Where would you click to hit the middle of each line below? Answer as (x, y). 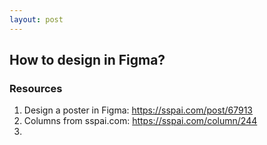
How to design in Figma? (87, 60)
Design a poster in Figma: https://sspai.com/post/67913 (138, 110)
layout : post (36, 19)
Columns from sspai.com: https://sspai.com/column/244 (140, 121)
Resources (36, 88)
